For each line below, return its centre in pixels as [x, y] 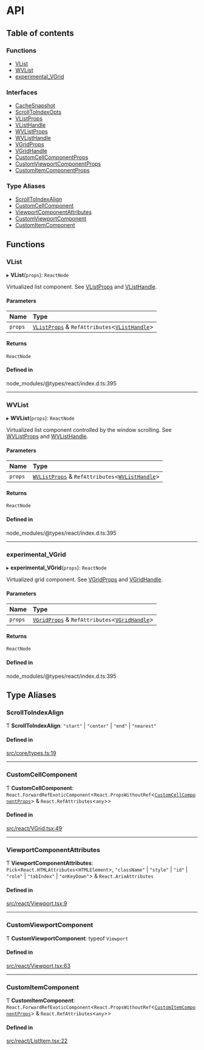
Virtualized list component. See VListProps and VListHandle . [82, 287]
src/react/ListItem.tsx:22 [37, 1041]
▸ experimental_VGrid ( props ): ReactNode [56, 568]
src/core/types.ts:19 [31, 753]
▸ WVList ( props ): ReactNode [40, 418]
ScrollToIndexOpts [38, 112]
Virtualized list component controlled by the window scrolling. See [89, 430]
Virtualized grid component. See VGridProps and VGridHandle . [84, 579]
